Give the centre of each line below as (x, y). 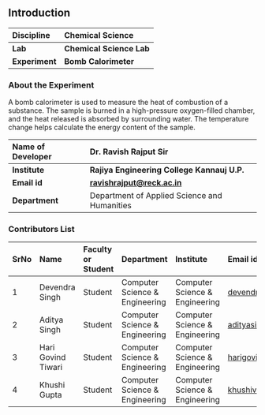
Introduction (39, 13)
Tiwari (51, 368)
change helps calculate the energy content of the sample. (102, 127)
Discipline (31, 35)
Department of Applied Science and (156, 196)
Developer (32, 157)
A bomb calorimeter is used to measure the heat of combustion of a (118, 103)
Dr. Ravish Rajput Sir (129, 151)
